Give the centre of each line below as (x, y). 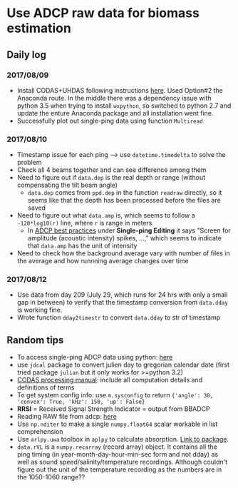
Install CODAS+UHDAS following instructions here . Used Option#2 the (120, 90)
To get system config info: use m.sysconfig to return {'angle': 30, (115, 395)
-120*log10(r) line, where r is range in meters (84, 223)
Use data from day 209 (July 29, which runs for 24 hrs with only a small (122, 295)
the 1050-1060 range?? (51, 477)
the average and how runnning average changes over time (103, 261)
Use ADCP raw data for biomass (103, 13)
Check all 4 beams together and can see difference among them (112, 170)
